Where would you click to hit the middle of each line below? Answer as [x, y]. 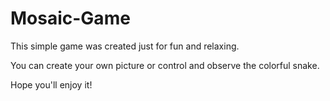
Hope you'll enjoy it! [51, 84]
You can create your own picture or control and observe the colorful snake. [165, 65]
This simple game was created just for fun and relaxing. [125, 46]
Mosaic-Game [70, 18]
